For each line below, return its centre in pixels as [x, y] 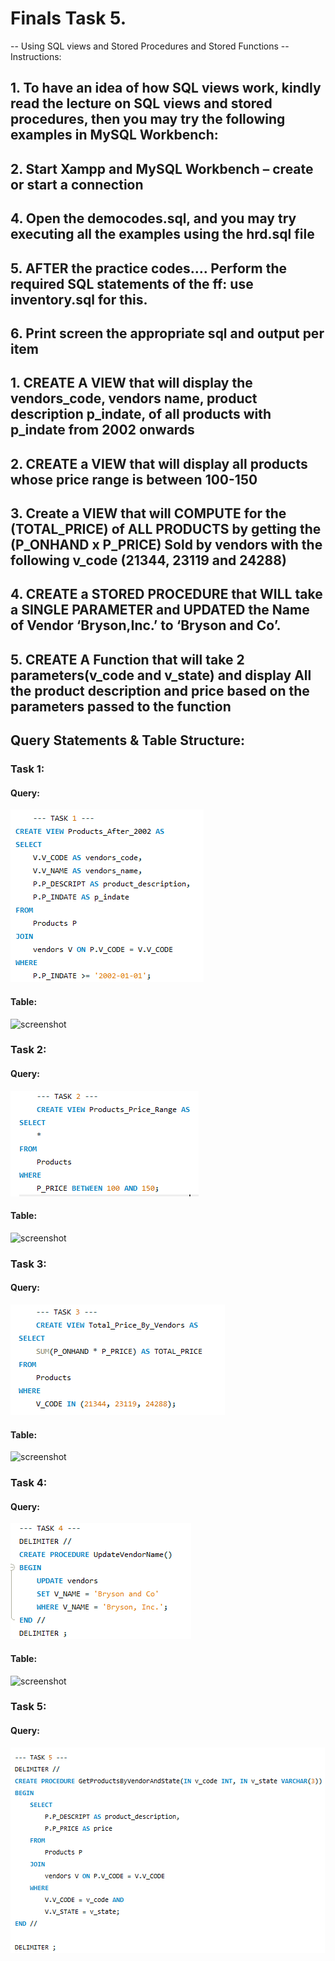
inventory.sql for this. [79, 299]
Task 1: [27, 769]
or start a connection [77, 184]
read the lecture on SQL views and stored [141, 103]
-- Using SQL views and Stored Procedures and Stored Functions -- [150, 46]
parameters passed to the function [121, 706]
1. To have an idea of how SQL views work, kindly [166, 88]
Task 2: [28, 1050]
